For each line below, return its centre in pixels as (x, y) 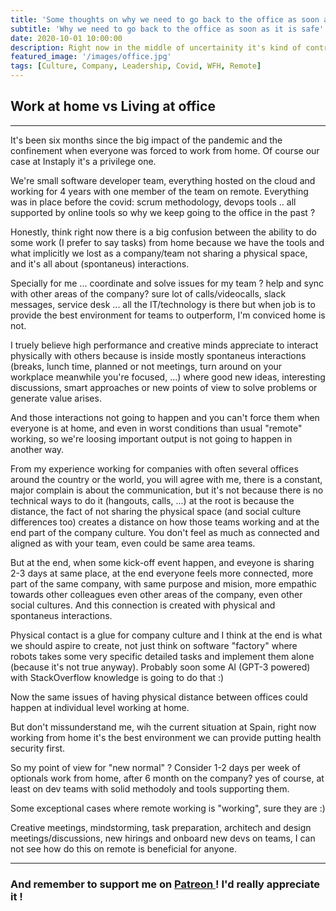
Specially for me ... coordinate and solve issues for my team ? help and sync (167, 283)
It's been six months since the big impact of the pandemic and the (146, 140)
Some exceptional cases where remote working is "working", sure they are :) (168, 808)
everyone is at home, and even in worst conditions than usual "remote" (156, 428)
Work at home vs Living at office (113, 106)
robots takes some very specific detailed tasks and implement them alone (162, 656)
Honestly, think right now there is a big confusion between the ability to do (163, 232)
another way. (37, 449)
